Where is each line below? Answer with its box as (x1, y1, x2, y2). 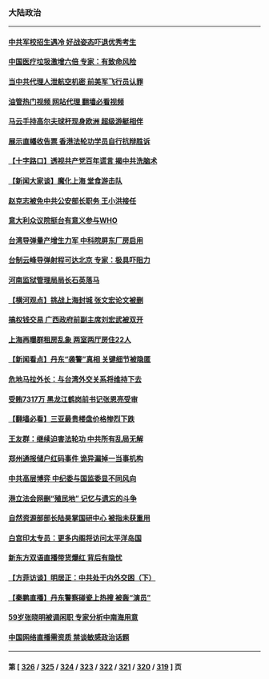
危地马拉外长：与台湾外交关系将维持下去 (8, 374, 142, 384)
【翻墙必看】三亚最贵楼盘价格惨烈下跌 (8, 414, 134, 424)
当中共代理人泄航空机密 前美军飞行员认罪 (8, 77, 144, 87)
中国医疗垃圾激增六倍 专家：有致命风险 (8, 57, 137, 67)
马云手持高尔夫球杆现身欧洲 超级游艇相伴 (8, 116, 144, 126)
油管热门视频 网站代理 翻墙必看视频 (8, 96, 124, 106)
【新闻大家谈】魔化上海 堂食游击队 (8, 176, 122, 186)
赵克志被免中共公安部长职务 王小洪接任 (8, 196, 137, 205)
